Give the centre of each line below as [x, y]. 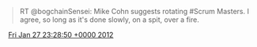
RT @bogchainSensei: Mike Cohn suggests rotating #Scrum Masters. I [134, 11]
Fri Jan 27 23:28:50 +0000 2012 [60, 35]
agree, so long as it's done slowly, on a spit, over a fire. [109, 20]
